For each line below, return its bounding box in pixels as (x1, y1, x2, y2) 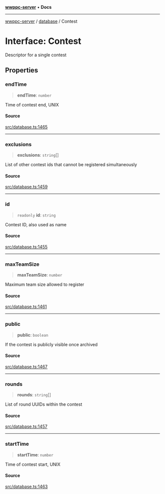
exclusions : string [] (17, 152, 59, 158)
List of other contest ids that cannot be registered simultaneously (5, 162, 137, 168)
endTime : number (17, 92, 52, 98)
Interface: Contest (5, 35, 82, 47)
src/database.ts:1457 (5, 423, 48, 429)
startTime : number (17, 452, 54, 458)
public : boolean (17, 332, 49, 338)
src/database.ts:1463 (5, 483, 48, 490)
